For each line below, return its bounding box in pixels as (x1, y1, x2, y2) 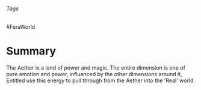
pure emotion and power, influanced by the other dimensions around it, (6, 71, 182, 78)
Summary (6, 44, 56, 58)
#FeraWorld (6, 23, 36, 31)
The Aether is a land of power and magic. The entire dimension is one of (6, 64, 185, 71)
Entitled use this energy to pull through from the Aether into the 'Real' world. (6, 77, 196, 84)
